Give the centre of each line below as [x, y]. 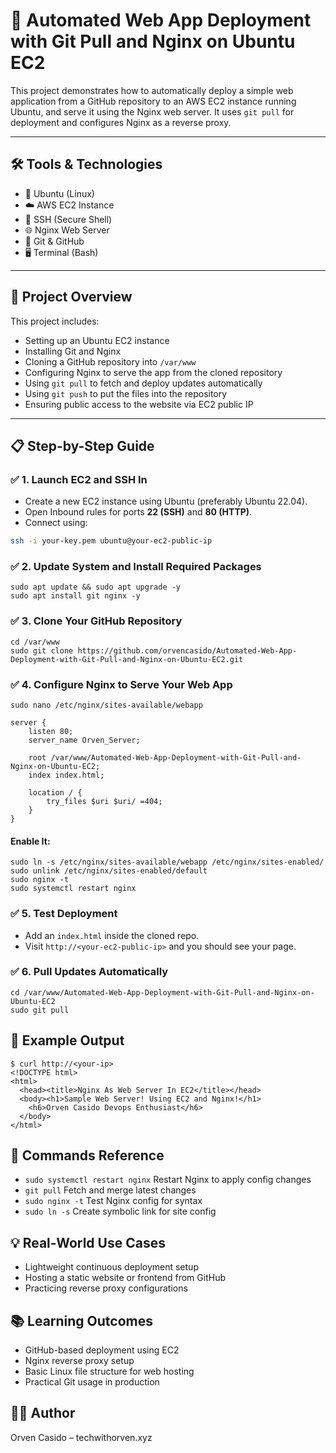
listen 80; [51, 732]
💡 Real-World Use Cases [88, 1242]
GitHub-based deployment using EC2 [102, 1350]
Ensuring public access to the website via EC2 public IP [139, 404]
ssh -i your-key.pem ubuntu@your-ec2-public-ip [111, 541]
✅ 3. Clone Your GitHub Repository [96, 621]
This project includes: [55, 321]
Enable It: [30, 841]
